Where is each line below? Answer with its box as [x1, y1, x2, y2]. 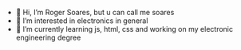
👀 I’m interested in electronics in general [15, 16, 148, 25]
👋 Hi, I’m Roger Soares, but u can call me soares [15, 8, 175, 17]
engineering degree [15, 33, 81, 42]
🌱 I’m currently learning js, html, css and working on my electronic [15, 25, 234, 33]
